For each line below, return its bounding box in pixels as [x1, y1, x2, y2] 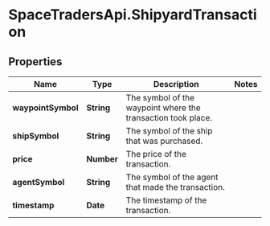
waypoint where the [125, 102, 201, 113]
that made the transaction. [125, 182, 225, 192]
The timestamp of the [125, 195, 207, 206]
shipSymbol [12, 130, 59, 142]
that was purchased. [125, 135, 203, 146]
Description [153, 79, 199, 89]
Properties [8, 55, 63, 68]
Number [86, 154, 119, 164]
